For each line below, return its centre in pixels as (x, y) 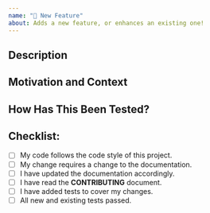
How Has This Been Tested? (79, 109)
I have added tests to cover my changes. (86, 191)
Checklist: (34, 136)
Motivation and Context (68, 82)
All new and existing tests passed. (76, 200)
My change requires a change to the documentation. (106, 165)
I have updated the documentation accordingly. (97, 173)
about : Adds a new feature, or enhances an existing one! (106, 23)
